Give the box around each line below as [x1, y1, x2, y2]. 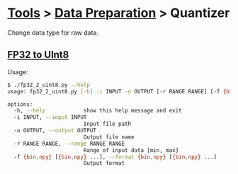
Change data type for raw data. [7, 28, 99, 37]
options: [7, 100, 33, 108]
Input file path [83, 120, 132, 128]
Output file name [83, 133, 135, 141]
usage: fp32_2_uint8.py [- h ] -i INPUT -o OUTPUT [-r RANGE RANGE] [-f [7, 88, 220, 95]
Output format [83, 160, 125, 167]
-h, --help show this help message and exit [13, 108, 182, 115]
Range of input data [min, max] [83, 146, 179, 153]
